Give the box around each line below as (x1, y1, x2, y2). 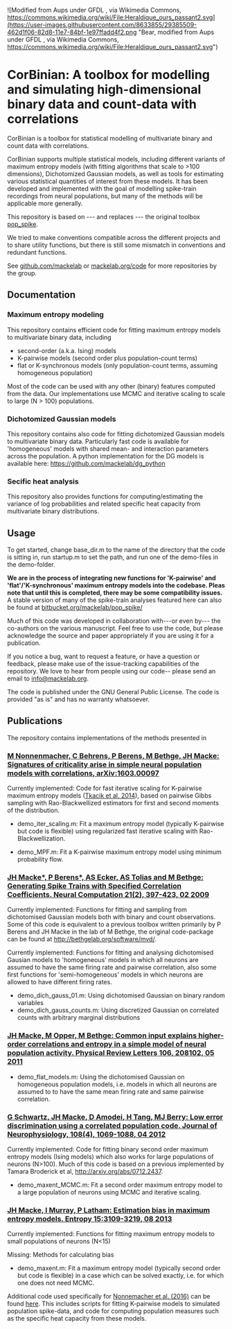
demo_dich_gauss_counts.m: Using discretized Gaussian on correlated (17, 1006, 220, 1015)
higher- (198, 1031, 224, 1040)
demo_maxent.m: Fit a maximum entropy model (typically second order (17, 1264, 221, 1272)
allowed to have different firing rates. (7, 978, 112, 986)
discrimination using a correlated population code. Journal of (7, 1120, 217, 1130)
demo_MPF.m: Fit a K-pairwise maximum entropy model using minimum (17, 848, 222, 856)
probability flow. (17, 855, 64, 864)
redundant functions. (7, 248, 67, 256)
